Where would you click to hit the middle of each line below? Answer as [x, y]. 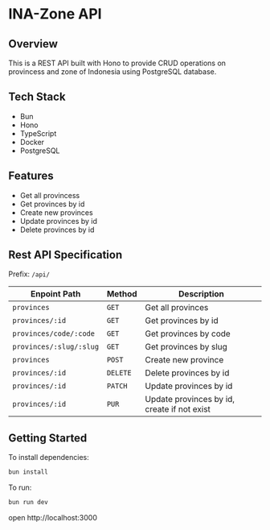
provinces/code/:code [53, 334]
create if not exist [178, 409]
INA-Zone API [55, 14]
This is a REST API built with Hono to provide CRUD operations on [117, 63]
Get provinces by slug [186, 347]
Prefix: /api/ [29, 274]
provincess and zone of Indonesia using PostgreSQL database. [112, 72]
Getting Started [48, 438]
